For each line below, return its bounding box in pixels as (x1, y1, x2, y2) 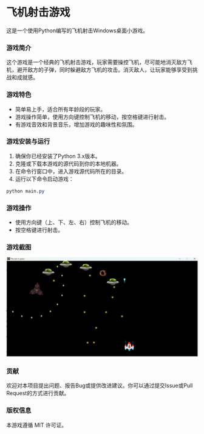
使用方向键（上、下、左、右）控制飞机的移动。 (15, 219, 132, 226)
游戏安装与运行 (6, 138, 50, 146)
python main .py (6, 188, 45, 194)
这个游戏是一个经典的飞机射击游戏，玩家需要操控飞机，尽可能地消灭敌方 (6, 58, 187, 66)
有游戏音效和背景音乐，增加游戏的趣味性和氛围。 (15, 121, 138, 128)
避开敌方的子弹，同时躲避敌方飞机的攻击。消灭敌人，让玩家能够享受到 (16, 66, 192, 74)
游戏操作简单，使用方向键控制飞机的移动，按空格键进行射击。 (15, 113, 170, 121)
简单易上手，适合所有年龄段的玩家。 (15, 105, 106, 113)
